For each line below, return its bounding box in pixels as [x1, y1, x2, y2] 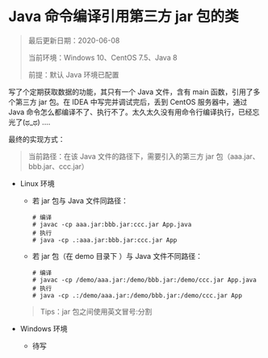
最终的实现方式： [8, 134, 65, 144]
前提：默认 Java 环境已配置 [27, 69, 119, 79]
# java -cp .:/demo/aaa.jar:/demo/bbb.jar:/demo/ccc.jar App [31, 291, 242, 299]
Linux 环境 [19, 178, 55, 188]
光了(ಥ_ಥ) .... [8, 117, 51, 127]
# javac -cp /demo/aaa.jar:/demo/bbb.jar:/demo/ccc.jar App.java [31, 276, 257, 284]
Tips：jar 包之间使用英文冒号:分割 [40, 306, 153, 316]
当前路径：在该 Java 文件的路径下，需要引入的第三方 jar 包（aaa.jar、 [27, 151, 260, 161]
